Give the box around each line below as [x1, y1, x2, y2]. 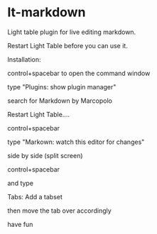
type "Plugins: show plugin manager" [7, 82, 117, 91]
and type [7, 179, 34, 187]
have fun [7, 220, 33, 228]
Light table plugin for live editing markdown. [7, 28, 136, 36]
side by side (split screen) [7, 151, 83, 160]
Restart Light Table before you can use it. [7, 41, 128, 50]
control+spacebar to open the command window [7, 69, 151, 77]
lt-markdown [7, 4, 86, 21]
